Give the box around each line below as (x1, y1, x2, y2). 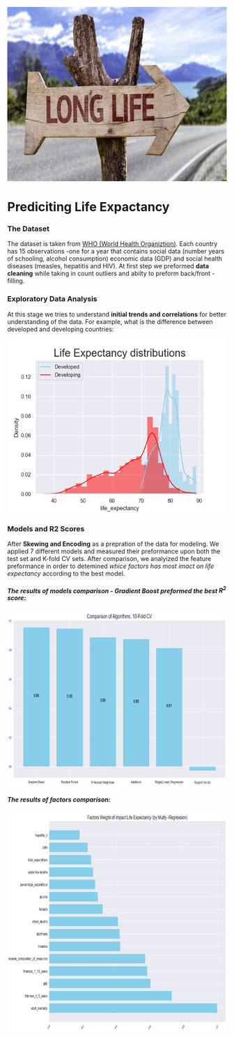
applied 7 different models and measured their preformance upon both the (7, 547, 221, 555)
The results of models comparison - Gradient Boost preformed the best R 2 (7, 585, 226, 595)
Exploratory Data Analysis (7, 294, 97, 304)
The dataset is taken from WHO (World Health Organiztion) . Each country (7, 240, 218, 248)
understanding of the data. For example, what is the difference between (7, 317, 214, 325)
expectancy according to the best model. (7, 569, 125, 578)
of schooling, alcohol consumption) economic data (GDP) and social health (7, 254, 223, 263)
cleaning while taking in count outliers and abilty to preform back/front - (7, 269, 215, 278)
